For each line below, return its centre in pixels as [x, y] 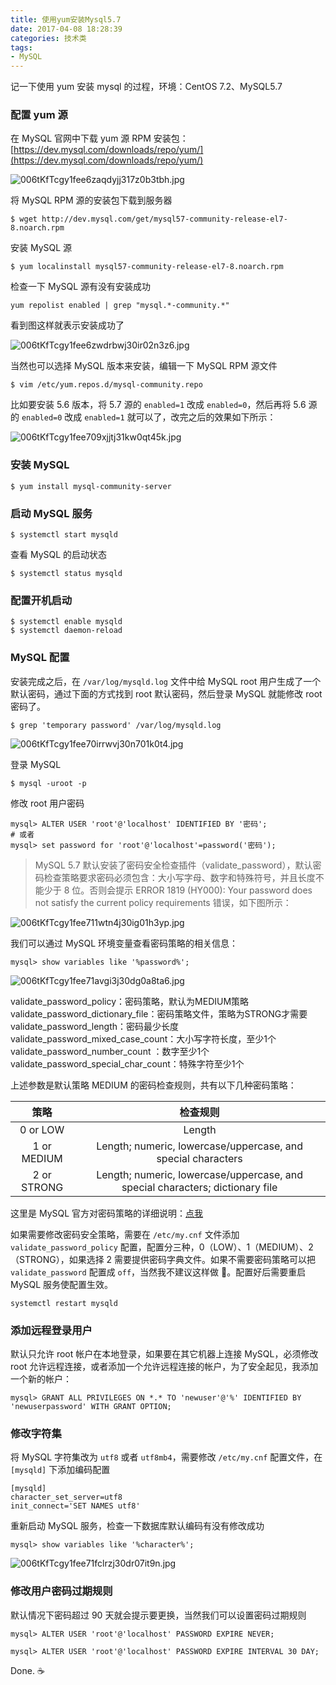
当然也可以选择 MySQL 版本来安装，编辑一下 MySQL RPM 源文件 [144, 366]
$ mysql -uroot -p [48, 783]
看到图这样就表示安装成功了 [67, 325]
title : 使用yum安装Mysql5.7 [66, 19]
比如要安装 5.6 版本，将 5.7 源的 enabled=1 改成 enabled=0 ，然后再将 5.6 [158, 405]
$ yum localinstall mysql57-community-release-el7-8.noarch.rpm [147, 267]
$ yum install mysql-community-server [91, 486]
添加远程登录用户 [51, 1330]
